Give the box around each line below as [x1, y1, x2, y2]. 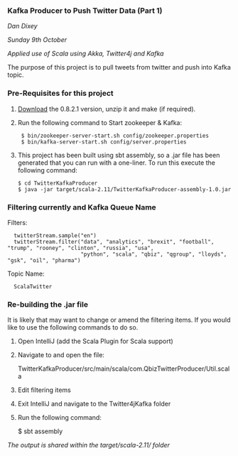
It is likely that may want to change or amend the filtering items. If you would [7, 315, 231, 325]
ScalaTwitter [13, 283, 53, 290]
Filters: [7, 218, 28, 227]
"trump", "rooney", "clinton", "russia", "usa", [7, 244, 154, 251]
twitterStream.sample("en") [13, 232, 97, 239]
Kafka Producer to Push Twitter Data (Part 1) [7, 6, 163, 16]
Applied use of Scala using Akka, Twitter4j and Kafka [7, 49, 164, 58]
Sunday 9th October [7, 36, 67, 44]
